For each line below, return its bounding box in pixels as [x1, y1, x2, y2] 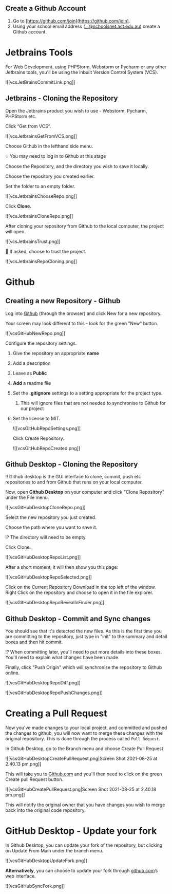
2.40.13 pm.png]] [5, 761, 42, 767]
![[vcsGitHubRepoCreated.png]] [12, 445, 81, 451]
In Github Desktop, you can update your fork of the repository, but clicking [5, 842, 163, 848]
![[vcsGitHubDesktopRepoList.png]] [5, 554, 81, 561]
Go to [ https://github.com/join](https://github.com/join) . [12, 17, 130, 24]
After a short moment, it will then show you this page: [5, 564, 118, 570]
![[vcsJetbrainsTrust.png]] [5, 238, 61, 245]
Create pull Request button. [5, 776, 63, 783]
